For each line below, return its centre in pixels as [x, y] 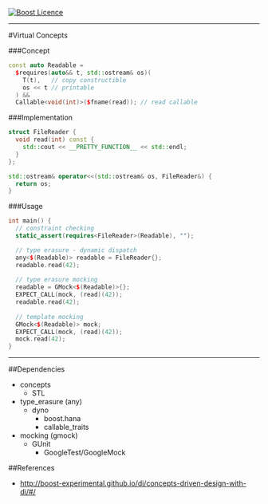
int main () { [30, 221]
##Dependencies [37, 369]
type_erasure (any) [51, 402]
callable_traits [66, 427]
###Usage [26, 207]
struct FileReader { [43, 132]
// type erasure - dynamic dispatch [76, 250]
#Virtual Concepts [38, 35]
